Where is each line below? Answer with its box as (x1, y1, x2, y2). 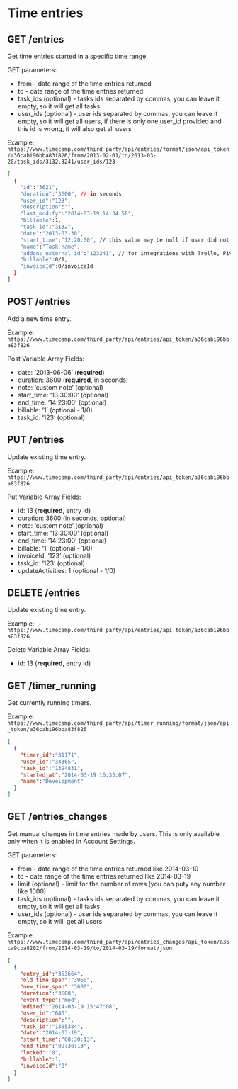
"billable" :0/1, (20, 256, 69, 264)
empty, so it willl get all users (17, 917, 103, 925)
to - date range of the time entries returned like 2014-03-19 (17, 871, 191, 880)
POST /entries (7, 295, 71, 307)
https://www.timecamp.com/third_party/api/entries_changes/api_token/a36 (7, 938, 230, 945)
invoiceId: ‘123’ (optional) (17, 551, 91, 560)
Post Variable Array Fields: (7, 354, 85, 363)
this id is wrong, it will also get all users (17, 125, 132, 132)
